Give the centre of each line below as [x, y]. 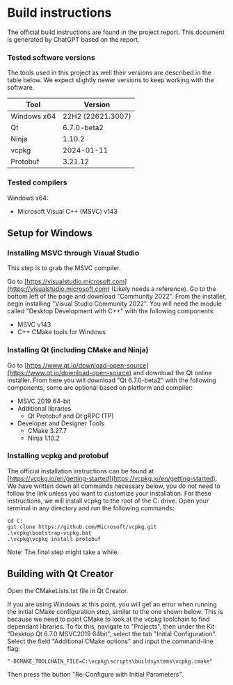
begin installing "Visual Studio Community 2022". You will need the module [115, 304]
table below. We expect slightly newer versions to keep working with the [111, 80]
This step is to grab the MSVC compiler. [64, 268]
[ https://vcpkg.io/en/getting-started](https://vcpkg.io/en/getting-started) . [112, 478]
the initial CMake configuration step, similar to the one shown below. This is [115, 611]
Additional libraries [44, 408]
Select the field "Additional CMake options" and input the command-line [110, 641]
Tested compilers [37, 182]
